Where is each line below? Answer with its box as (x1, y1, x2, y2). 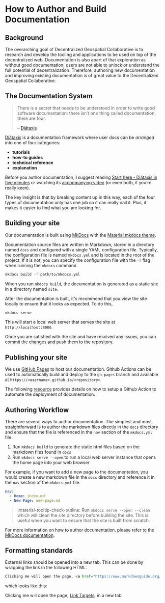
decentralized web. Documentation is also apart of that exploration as (5, 57, 146, 62)
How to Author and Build (5, 3, 107, 15)
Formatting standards (5, 547, 73, 555)
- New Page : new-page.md (9, 498, 60, 503)
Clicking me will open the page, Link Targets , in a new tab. (5, 593, 123, 599)
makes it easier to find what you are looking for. (5, 205, 102, 211)
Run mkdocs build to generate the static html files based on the (12, 444, 140, 450)
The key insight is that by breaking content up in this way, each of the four (5, 194, 155, 200)
